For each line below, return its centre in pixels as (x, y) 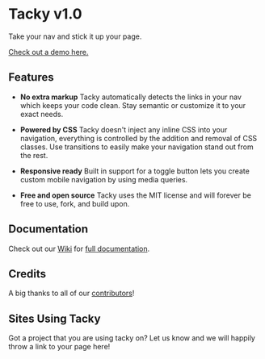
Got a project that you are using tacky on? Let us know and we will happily (132, 338)
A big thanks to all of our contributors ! (72, 293)
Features (31, 77)
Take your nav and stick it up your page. (75, 36)
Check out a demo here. (48, 52)
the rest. (34, 155)
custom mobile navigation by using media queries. (104, 179)
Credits (27, 274)
